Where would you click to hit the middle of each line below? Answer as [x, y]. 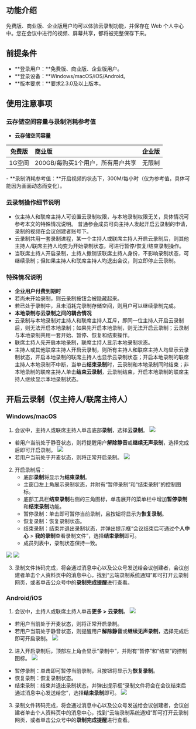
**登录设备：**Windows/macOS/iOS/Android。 [71, 76]
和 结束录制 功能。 [44, 506]
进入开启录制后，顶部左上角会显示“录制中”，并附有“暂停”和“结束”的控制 [101, 651]
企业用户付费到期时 [38, 291]
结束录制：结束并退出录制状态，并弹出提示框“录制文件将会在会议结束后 [100, 685]
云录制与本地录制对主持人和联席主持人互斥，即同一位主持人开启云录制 [99, 320]
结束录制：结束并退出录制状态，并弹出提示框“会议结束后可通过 [99, 528]
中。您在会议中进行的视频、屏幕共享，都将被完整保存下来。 [78, 33]
